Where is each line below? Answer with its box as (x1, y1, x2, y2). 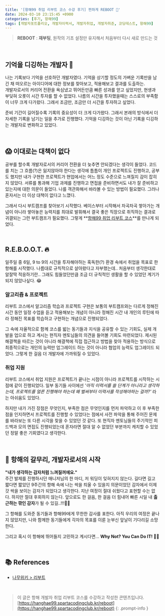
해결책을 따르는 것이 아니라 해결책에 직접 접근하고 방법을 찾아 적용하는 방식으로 (5, 338, 156, 344)
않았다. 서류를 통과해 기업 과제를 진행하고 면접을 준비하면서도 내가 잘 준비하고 (10, 180, 159, 185)
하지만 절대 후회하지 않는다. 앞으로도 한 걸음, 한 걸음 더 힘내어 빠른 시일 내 (11, 494, 153, 500)
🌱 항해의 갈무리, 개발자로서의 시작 (5, 455, 101, 464)
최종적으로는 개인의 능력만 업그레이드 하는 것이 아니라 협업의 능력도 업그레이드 (5, 344, 155, 350)
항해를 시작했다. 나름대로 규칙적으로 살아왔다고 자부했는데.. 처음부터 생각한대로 (5, 265, 156, 271)
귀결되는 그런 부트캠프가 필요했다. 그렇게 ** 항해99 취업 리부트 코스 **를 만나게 (5, 215, 154, 221)
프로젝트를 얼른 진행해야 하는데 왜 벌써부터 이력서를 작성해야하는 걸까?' (15, 389, 151, 395)
